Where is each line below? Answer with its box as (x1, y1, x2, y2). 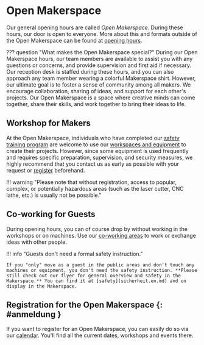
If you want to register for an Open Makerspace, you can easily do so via (6, 325, 189, 333)
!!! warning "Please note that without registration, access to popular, (6, 178, 177, 186)
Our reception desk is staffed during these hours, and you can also (6, 68, 174, 75)
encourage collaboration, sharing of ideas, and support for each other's (6, 87, 186, 94)
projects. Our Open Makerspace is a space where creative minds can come (6, 94, 195, 101)
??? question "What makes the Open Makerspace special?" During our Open (6, 48, 198, 55)
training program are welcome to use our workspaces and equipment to (6, 141, 187, 148)
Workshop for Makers (6, 118, 91, 129)
